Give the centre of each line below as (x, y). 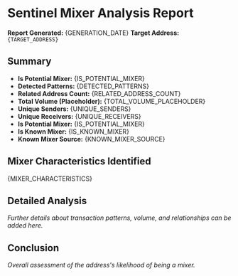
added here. (25, 225)
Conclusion (33, 248)
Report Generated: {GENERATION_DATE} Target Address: (93, 33)
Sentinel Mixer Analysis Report (101, 13)
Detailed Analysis (47, 201)
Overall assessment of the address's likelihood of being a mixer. (101, 265)
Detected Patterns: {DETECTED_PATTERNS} (83, 86)
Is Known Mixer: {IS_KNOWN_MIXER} (74, 131)
